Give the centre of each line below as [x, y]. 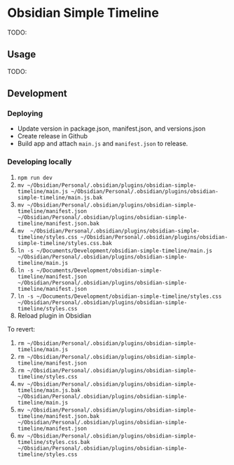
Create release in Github [53, 136]
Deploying [25, 114]
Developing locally [40, 162]
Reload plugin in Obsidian [54, 315]
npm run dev [35, 178]
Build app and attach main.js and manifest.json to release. [103, 144]
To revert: [21, 329]
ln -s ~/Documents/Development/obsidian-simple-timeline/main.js [115, 251]
